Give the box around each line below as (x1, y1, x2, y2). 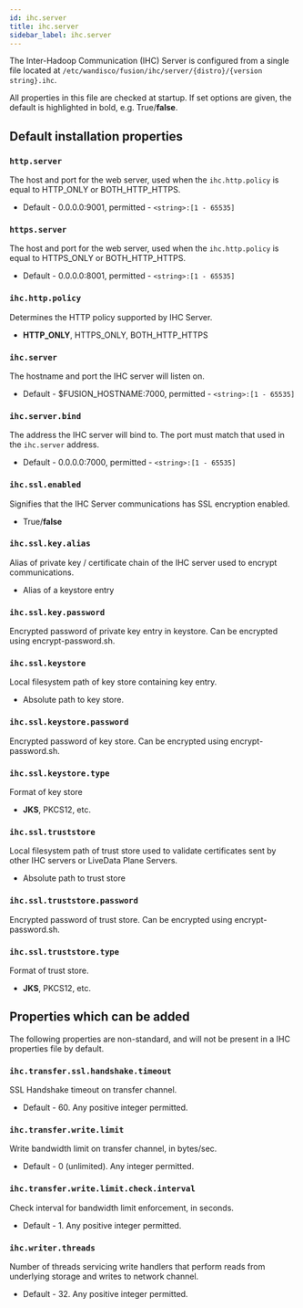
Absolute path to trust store (22, 873, 126, 884)
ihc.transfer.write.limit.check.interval (9, 1184, 196, 1194)
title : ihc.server (9, 22, 79, 31)
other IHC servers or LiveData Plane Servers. (9, 855, 178, 866)
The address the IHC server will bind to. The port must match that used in (9, 430, 285, 441)
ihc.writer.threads (9, 1242, 96, 1253)
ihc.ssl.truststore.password (9, 895, 139, 906)
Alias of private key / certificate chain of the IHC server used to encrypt (9, 557, 278, 568)
